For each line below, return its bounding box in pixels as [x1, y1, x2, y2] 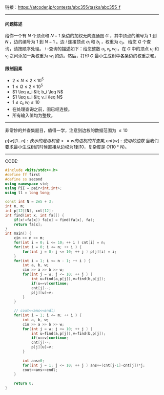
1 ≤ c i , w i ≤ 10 [12, 99, 40, 106]
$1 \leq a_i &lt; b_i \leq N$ [12, 89, 63, 95]
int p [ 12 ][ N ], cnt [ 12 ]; [5, 208, 54, 213]
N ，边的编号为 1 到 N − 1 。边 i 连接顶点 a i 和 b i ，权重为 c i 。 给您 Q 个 [5, 39, 147, 45]
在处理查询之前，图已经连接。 [12, 106, 72, 112]
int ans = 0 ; [22, 358, 45, 363]
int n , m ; [5, 204, 25, 209]
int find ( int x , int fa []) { [5, 213, 64, 218]
